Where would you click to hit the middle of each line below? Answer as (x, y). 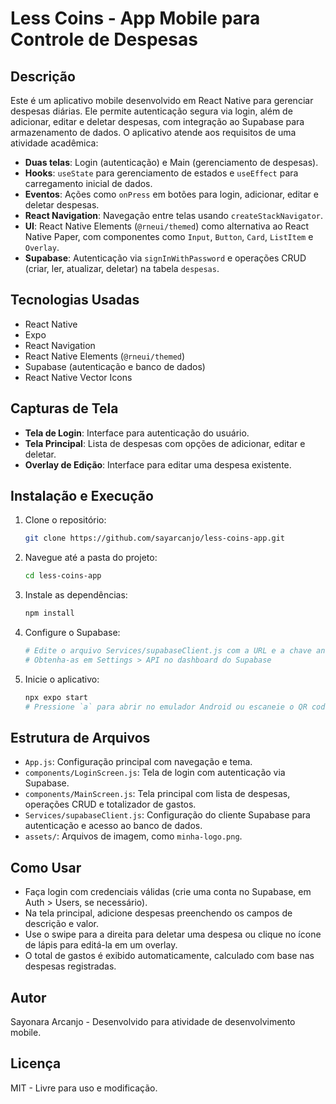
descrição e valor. (62, 924)
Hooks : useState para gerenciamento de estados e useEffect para (161, 173)
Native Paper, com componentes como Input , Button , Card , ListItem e (169, 236)
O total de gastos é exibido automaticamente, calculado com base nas (169, 956)
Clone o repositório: (65, 520)
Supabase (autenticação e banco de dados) (115, 366)
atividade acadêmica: (54, 143)
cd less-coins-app (63, 576)
